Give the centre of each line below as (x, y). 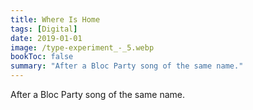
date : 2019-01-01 (46, 38)
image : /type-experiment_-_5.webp (82, 47)
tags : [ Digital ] (44, 29)
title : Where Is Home (55, 19)
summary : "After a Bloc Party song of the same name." (127, 66)
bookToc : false (42, 57)
